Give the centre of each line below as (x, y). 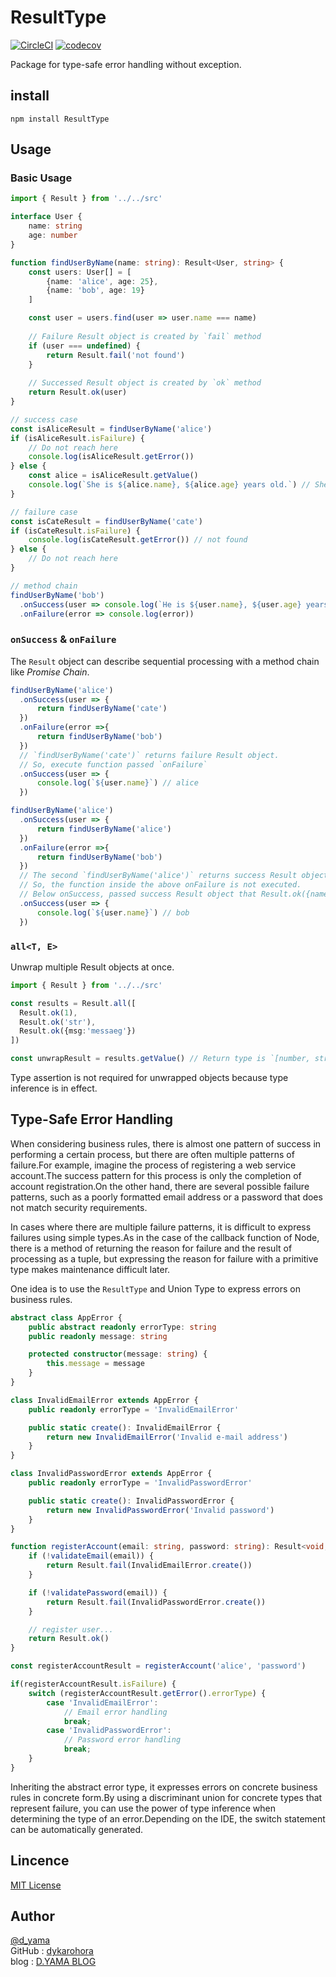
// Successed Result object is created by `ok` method (145, 383)
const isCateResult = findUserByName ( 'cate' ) (106, 521)
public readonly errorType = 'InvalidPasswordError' (140, 1483)
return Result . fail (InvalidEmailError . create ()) (149, 1566)
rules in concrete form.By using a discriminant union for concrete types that (166, 1797)
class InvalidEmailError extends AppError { (104, 1400)
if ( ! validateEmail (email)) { (91, 1556)
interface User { (46, 217)
